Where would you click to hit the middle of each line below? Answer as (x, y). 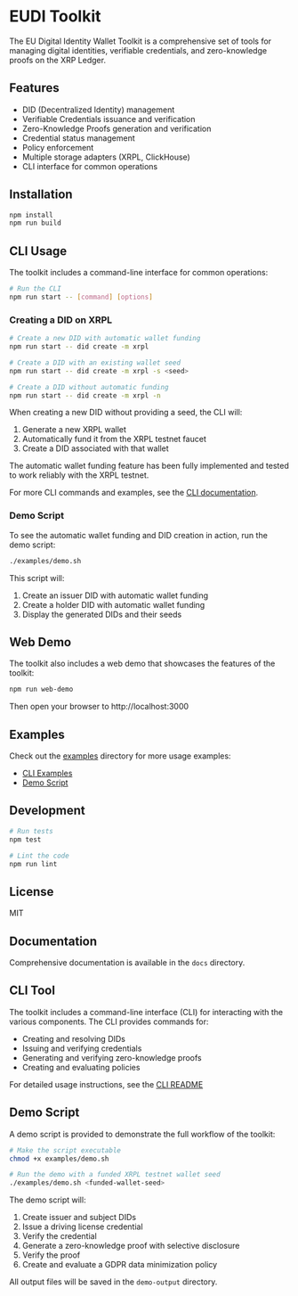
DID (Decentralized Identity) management (98, 110)
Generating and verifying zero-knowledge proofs (112, 1057)
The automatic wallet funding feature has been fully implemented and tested (149, 466)
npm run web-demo (41, 689)
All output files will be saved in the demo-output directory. (113, 1282)
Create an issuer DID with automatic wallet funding (115, 595)
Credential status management (78, 138)
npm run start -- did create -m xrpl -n (85, 395)
